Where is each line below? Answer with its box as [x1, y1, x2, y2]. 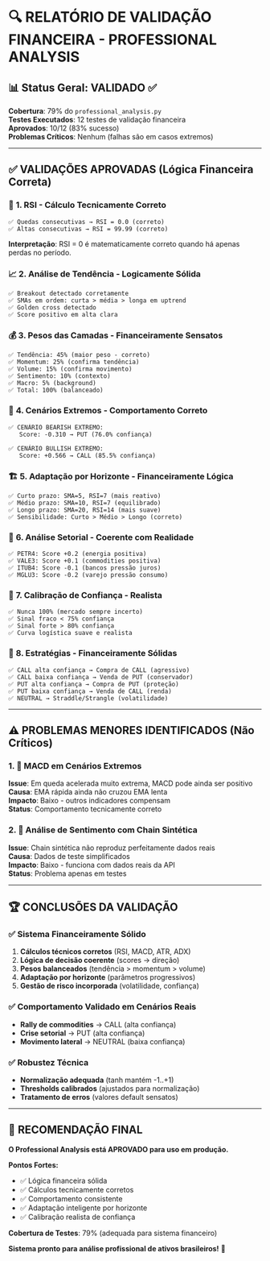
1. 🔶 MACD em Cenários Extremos [8, 761, 142, 772]
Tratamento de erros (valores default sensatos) [19, 1093, 178, 1102]
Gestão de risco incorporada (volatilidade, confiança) [19, 981, 199, 991]
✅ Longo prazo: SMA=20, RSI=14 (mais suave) [8, 506, 162, 514]
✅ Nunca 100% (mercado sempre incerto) [8, 608, 143, 616]
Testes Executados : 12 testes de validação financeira [8, 115, 186, 124]
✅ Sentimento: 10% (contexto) [8, 372, 111, 380]
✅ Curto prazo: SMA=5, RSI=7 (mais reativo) [8, 492, 162, 500]
